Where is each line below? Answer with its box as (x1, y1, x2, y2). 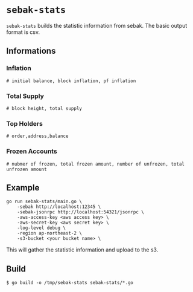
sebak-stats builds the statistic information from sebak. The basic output (6, 22, 188, 29)
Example (6, 183, 40, 193)
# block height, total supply (6, 105, 83, 111)
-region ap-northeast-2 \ (17, 230, 83, 236)
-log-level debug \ (17, 225, 66, 231)
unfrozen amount (6, 166, 47, 172)
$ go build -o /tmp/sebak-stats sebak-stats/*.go (6, 280, 134, 286)
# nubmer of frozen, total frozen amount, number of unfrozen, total (6, 161, 185, 167)
